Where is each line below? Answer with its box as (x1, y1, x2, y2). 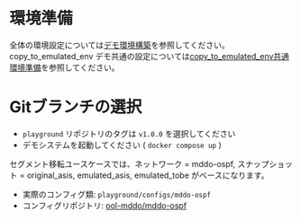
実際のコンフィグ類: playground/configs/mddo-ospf (22, 189, 212, 199)
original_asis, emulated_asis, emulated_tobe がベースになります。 (26, 170, 269, 180)
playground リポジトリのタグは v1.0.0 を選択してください (22, 128, 236, 139)
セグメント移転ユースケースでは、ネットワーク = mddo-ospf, (9, 158, 236, 169)
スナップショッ (237, 158, 293, 169)
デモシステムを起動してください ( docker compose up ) (22, 139, 223, 150)
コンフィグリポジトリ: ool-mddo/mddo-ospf (22, 199, 187, 211)
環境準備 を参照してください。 (9, 62, 120, 73)
